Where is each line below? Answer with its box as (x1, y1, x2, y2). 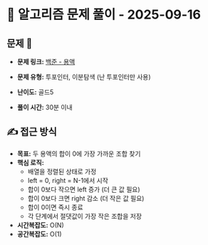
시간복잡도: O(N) (16, 221, 65, 229)
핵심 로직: (16, 158, 44, 166)
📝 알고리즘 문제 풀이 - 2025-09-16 (6, 6, 201, 23)
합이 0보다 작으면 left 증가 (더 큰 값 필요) (27, 185, 140, 194)
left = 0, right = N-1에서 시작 (27, 176, 108, 184)
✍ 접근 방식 (6, 126, 58, 138)
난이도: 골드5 (16, 88, 54, 96)
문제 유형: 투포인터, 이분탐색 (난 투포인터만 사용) (16, 73, 151, 81)
